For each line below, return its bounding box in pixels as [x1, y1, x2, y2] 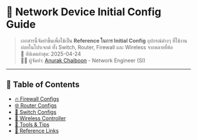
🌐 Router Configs [14, 102, 57, 109]
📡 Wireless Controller [14, 114, 66, 122]
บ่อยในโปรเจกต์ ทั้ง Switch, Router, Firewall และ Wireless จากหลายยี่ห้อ [20, 43, 173, 50]
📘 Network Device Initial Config [6, 5, 161, 19]
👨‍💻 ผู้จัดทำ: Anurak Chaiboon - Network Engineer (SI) [20, 57, 145, 64]
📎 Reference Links [14, 127, 59, 134]
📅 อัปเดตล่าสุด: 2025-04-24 [20, 50, 81, 57]
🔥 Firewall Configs [14, 95, 60, 102]
